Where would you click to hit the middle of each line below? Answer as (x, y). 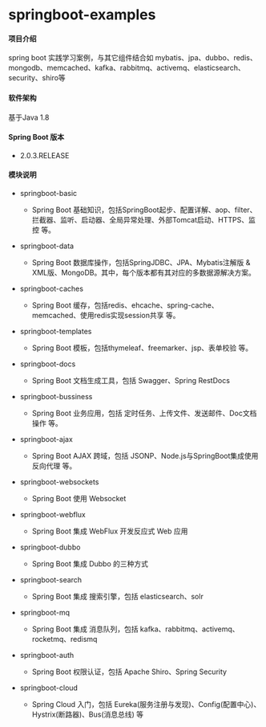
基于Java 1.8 (29, 117)
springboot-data (47, 246)
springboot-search (51, 580)
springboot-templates (56, 331)
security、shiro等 (37, 78)
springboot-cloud (49, 688)
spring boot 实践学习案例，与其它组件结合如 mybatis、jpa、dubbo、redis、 (133, 58)
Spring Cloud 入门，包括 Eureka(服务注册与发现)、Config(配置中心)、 (146, 704)
